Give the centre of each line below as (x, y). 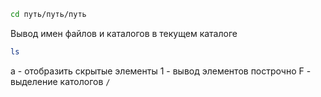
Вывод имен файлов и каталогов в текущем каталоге (124, 33)
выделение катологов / (60, 81)
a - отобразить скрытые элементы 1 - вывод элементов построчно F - (161, 71)
